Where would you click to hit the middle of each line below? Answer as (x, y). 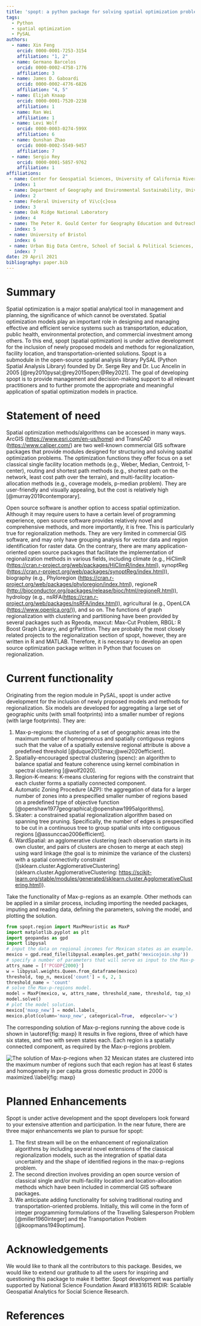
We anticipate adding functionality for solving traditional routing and (98, 1200)
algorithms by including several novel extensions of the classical (94, 1149)
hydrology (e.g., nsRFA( (35, 596)
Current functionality (60, 679)
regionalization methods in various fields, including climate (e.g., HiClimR (96, 559)
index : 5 (25, 229)
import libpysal (26, 944)
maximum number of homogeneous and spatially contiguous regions (100, 739)
